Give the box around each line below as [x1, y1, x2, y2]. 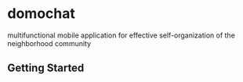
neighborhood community [7, 38, 92, 48]
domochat [7, 5, 75, 23]
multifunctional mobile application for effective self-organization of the [7, 30, 236, 40]
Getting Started [7, 62, 85, 75]
